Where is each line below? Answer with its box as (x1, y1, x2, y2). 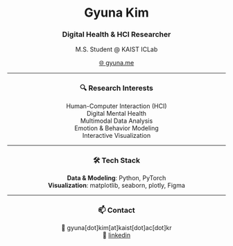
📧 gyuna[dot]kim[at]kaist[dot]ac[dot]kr (61, 224, 172, 232)
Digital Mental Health (86, 109, 147, 117)
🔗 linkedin (103, 231, 130, 240)
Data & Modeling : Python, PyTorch (67, 174, 166, 182)
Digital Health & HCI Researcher (62, 30, 171, 39)
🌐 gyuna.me (98, 59, 135, 67)
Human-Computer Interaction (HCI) (65, 102, 167, 110)
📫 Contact (98, 206, 135, 215)
